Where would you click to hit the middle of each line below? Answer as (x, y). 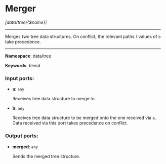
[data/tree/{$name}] (26, 22)
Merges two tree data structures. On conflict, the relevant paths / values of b (83, 36)
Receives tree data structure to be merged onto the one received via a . (84, 118)
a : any (18, 89)
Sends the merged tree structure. (46, 156)
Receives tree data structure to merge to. (54, 99)
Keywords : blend (23, 65)
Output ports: (22, 136)
